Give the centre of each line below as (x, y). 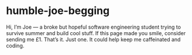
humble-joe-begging (58, 11)
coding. (15, 46)
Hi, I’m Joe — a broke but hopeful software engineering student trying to (94, 27)
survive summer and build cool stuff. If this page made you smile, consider (96, 33)
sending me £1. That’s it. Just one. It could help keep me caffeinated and (93, 39)
